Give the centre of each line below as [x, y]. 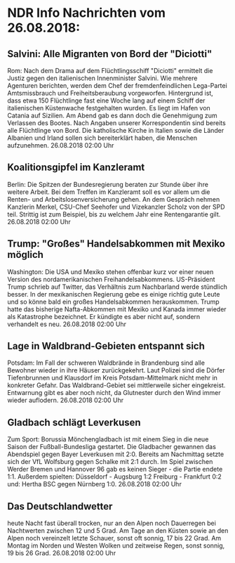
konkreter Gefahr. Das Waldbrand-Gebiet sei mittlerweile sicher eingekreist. [116, 385]
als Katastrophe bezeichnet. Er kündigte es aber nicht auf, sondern [104, 316]
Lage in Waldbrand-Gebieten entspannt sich [106, 346]
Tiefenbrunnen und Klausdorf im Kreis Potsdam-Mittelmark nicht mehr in [112, 378]
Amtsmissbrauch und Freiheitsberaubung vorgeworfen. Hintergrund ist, [110, 93]
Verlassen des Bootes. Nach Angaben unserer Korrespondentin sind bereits [116, 123]
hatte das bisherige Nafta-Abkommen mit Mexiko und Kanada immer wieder [117, 309]
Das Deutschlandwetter [60, 506]
